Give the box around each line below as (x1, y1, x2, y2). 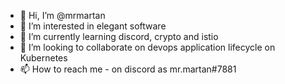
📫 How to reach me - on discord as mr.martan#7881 (19, 63, 237, 75)
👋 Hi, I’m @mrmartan (19, 10, 106, 21)
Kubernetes (19, 52, 68, 64)
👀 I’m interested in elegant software (19, 20, 167, 32)
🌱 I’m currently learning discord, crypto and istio (19, 31, 219, 42)
